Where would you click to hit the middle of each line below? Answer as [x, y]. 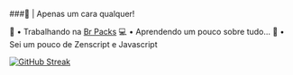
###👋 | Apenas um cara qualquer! [72, 14]
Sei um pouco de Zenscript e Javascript [83, 44]
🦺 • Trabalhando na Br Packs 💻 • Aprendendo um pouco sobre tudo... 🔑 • [147, 32]
